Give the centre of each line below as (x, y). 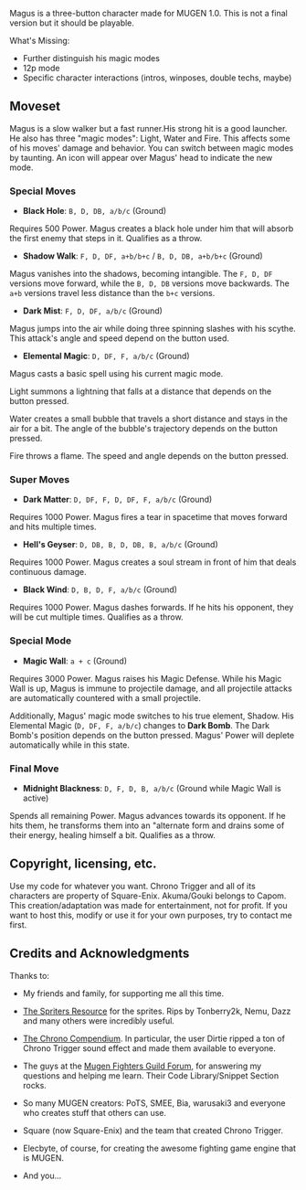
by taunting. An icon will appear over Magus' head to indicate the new (141, 157)
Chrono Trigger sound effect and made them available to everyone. (149, 1048)
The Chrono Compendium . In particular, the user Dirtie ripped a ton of (154, 1038)
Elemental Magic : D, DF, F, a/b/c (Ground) (106, 356)
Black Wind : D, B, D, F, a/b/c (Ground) (100, 590)
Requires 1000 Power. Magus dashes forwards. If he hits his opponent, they (152, 608)
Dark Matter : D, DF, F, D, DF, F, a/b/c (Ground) (117, 499)
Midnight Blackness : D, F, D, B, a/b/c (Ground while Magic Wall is (152, 788)
